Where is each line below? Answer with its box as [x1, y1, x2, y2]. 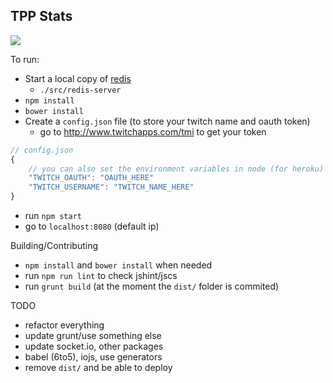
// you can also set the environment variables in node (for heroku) [28, 164, 325, 174]
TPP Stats [10, 8, 73, 25]
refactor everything [24, 319, 105, 331]
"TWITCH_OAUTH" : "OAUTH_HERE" [28, 173, 155, 183]
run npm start [24, 210, 82, 222]
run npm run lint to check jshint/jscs [24, 270, 178, 282]
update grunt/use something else [24, 330, 162, 342]
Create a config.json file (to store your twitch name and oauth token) [24, 115, 311, 127]
